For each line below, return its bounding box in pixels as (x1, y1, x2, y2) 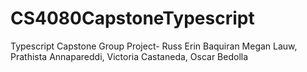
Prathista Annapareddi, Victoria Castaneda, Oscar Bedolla (10, 50, 249, 62)
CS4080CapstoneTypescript (10, 7, 255, 30)
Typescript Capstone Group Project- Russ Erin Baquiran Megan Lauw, (10, 40, 298, 52)
